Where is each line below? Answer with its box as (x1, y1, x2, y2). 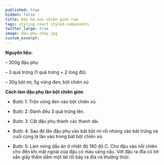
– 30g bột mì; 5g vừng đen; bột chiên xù (5, 79, 89, 85)
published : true (5, 7, 39, 13)
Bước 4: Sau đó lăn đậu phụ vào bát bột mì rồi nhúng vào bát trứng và (12, 128, 158, 134)
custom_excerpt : (5, 36, 39, 41)
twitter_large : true (5, 26, 49, 31)
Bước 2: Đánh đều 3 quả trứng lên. (12, 108, 85, 114)
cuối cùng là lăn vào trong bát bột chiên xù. (12, 133, 103, 139)
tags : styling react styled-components (5, 21, 90, 27)
